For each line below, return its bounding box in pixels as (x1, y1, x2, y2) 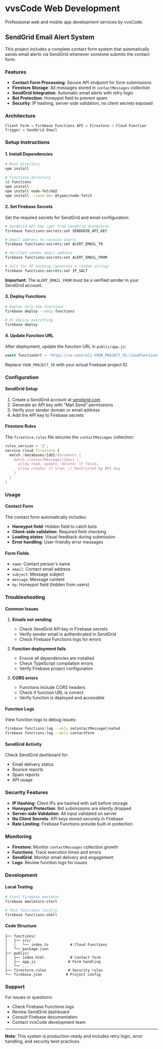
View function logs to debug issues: (5, 717, 77, 723)
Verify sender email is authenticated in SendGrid (19, 631, 116, 637)
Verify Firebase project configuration (19, 666, 93, 671)
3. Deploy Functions (5, 293, 46, 299)
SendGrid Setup (5, 386, 38, 392)
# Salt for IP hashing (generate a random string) (5, 264, 110, 269)
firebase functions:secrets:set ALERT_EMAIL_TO (5, 242, 103, 247)
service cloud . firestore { (5, 448, 60, 453)
